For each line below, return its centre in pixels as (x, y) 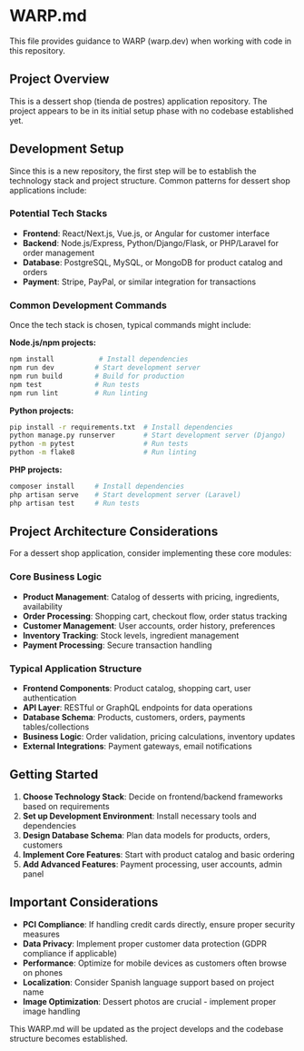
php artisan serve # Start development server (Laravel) (126, 495)
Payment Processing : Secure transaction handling (117, 645)
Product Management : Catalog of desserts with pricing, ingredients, (151, 597)
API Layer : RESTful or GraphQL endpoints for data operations (137, 708)
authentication (49, 698)
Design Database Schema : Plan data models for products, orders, (146, 835)
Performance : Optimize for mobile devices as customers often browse (155, 963)
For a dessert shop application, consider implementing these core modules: (151, 553)
